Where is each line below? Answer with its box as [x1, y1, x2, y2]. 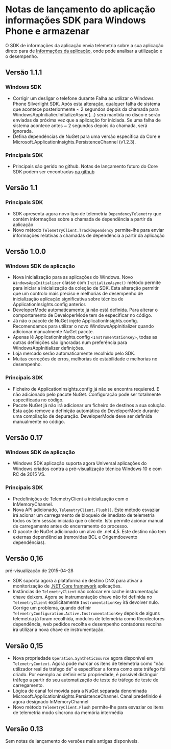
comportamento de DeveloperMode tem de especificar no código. [12, 312, 152, 318]
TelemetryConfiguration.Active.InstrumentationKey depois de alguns [12, 610, 160, 616]
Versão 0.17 [5, 433, 43, 442]
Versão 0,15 [5, 641, 43, 650]
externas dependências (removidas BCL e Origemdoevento [12, 534, 138, 540]
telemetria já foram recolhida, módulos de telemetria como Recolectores [12, 616, 165, 622]
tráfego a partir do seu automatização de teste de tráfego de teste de [12, 677, 159, 683]
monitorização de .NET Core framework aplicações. [12, 583, 122, 589]
